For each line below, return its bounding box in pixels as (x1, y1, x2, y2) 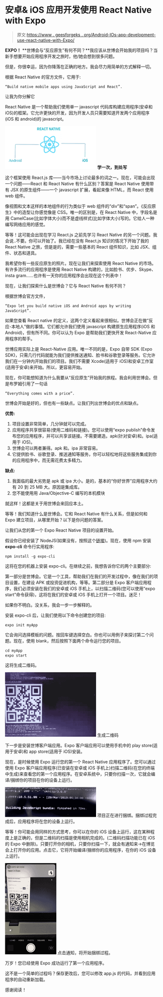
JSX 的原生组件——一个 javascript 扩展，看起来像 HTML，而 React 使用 (10, 187, 154, 193)
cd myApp (5, 648, 23, 653)
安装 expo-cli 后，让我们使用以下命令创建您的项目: (5, 612, 106, 618)
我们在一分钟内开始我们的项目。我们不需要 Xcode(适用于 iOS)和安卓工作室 (5, 358, 154, 364)
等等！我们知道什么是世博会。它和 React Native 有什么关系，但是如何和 (5, 511, 148, 516)
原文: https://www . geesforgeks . (16, 32, 83, 37)
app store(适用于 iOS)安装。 (29, 748, 85, 754)
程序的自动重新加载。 (5, 976, 48, 982)
